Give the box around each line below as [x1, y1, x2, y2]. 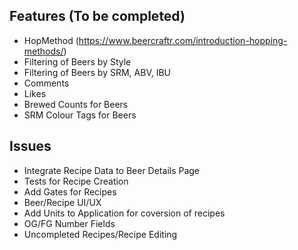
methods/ [23, 45, 64, 57]
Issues [9, 138, 52, 155]
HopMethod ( [23, 34, 79, 46]
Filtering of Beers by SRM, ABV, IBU [23, 66, 171, 78]
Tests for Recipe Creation [23, 175, 129, 187]
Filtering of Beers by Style [23, 55, 132, 68]
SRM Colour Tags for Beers [23, 109, 137, 121]
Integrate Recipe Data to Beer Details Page [23, 164, 201, 176]
